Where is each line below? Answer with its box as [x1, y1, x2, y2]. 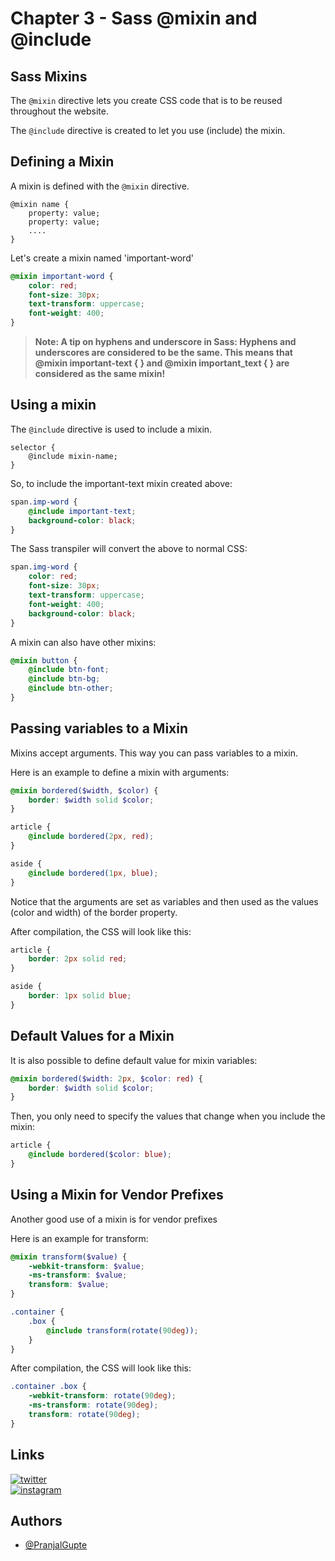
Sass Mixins [10, 68, 88, 85]
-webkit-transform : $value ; [28, 1261, 145, 1271]
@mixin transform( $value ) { [10, 1252, 128, 1262]
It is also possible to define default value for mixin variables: [10, 1054, 258, 1066]
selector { [10, 442, 56, 452]
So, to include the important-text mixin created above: [10, 477, 233, 489]
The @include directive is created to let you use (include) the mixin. [10, 125, 286, 136]
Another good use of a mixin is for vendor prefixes [10, 1213, 218, 1225]
